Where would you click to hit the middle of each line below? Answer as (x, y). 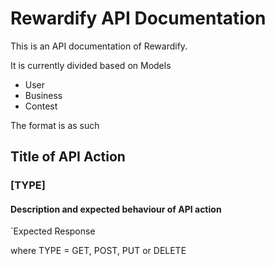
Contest (41, 106)
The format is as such (55, 125)
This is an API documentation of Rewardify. (99, 46)
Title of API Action (68, 157)
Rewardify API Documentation (138, 18)
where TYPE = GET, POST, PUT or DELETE (98, 251)
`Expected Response (53, 231)
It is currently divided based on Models (91, 65)
